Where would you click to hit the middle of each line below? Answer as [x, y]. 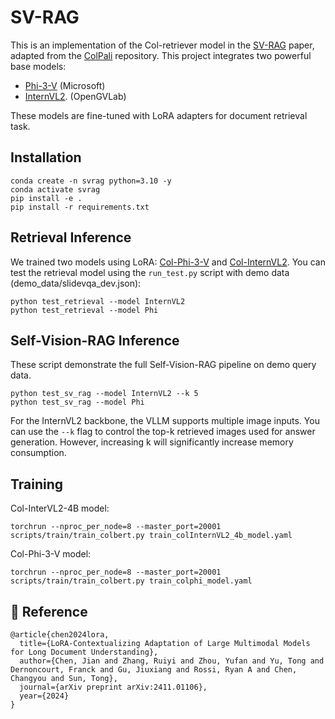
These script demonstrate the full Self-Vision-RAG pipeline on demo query [163, 365]
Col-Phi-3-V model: [51, 554]
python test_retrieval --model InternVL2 [98, 301]
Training [37, 484]
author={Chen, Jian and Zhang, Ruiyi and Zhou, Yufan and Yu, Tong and [172, 661]
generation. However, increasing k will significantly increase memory [152, 442]
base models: [38, 66]
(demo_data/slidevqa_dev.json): [76, 283]
